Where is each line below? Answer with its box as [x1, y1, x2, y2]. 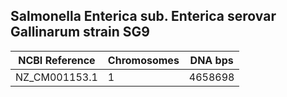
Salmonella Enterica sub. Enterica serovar [10, 8, 277, 25]
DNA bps [189, 53, 234, 67]
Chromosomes [107, 53, 180, 67]
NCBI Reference [18, 53, 96, 67]
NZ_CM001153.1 [15, 70, 98, 84]
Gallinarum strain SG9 [10, 24, 150, 41]
